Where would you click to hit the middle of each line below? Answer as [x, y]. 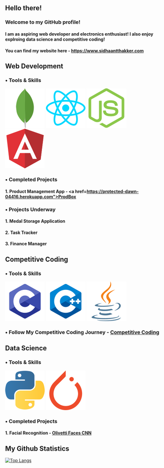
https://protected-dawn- [113, 191]
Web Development [34, 66]
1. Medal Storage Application [35, 221]
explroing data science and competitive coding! [55, 39]
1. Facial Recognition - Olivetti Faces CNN [48, 433]
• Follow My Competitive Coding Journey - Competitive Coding [82, 332]
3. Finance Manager [26, 244]
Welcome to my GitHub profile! [43, 22]
